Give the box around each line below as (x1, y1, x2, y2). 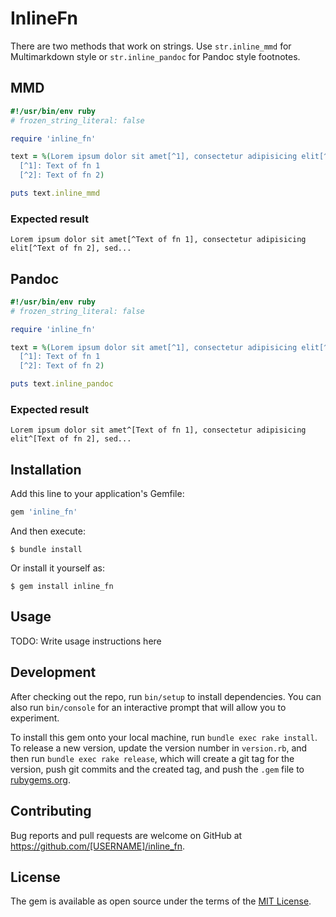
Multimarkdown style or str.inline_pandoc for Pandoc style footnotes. (10, 50, 301, 62)
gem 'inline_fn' (10, 507, 78, 517)
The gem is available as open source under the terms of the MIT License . (10, 895, 312, 907)
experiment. (10, 712, 60, 724)
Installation (10, 461, 82, 478)
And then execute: (10, 525, 86, 537)
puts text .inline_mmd (10, 188, 101, 198)
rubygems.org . (10, 773, 71, 786)
